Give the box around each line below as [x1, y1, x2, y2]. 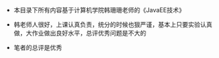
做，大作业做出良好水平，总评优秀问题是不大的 [13, 29, 146, 37]
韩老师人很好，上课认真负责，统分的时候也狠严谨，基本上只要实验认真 [13, 20, 213, 29]
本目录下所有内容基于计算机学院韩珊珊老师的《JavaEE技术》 [13, 6, 185, 14]
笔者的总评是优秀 [13, 44, 62, 51]
